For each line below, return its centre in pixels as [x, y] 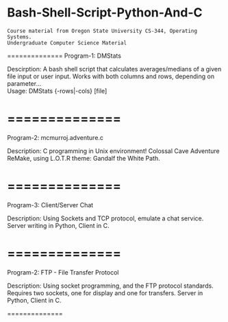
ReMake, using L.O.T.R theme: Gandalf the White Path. [84, 158]
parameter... [24, 83]
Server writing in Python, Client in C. [58, 225]
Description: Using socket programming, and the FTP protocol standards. [110, 286]
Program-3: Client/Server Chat [50, 205]
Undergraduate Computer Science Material [67, 43]
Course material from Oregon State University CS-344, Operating [102, 31]
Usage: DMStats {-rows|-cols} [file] [57, 91]
